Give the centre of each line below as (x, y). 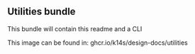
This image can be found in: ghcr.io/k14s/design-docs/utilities (97, 43)
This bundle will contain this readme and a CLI (75, 28)
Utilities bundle (41, 12)
